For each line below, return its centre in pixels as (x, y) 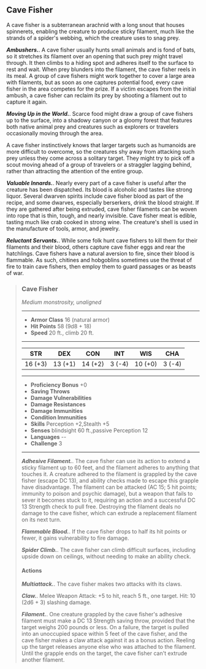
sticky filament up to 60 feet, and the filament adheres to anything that (110, 467)
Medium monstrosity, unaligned (61, 302)
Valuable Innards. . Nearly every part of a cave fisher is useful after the (96, 183)
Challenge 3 (46, 444)
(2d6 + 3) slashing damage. (56, 602)
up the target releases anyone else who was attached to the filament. (109, 647)
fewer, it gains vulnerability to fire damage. (75, 538)
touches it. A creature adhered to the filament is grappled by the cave (109, 474)
